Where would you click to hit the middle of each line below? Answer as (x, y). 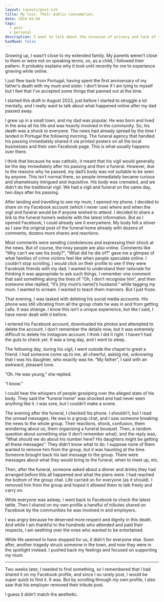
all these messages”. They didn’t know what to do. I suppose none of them (80, 444)
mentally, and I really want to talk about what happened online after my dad (81, 105)
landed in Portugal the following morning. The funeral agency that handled (80, 136)
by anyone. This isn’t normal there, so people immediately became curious (80, 176)
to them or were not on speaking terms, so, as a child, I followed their (75, 60)
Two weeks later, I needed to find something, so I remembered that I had (78, 569)
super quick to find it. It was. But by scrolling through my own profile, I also (80, 579)
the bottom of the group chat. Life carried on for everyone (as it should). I (79, 480)
